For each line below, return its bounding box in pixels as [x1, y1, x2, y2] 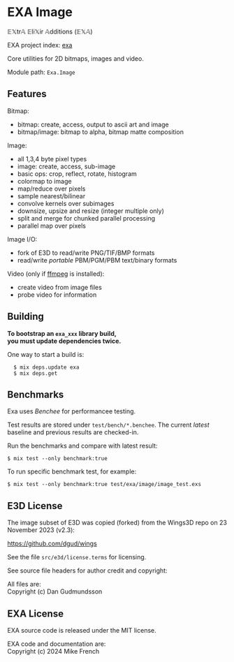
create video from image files [17, 283, 103, 291]
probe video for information [17, 290, 97, 299]
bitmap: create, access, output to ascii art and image [17, 120, 169, 128]
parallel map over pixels [17, 221, 86, 230]
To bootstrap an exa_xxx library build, [7, 329, 117, 337]
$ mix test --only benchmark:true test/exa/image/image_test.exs [7, 481, 201, 488]
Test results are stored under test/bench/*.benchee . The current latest [7, 420, 210, 429]
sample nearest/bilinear [17, 191, 86, 200]
